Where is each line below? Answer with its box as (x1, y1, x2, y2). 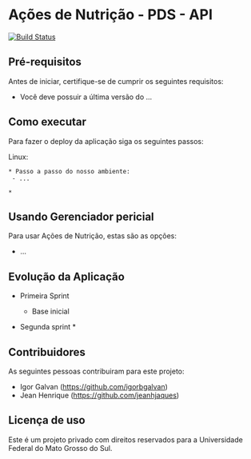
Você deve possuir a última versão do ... (19, 92, 153, 102)
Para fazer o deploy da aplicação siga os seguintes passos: (8, 136, 204, 146)
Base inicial (31, 306, 70, 317)
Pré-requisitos (8, 55, 82, 69)
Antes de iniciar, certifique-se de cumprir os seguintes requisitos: (8, 76, 224, 86)
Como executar (8, 115, 86, 129)
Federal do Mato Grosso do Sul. (8, 443, 113, 453)
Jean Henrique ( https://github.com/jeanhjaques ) (19, 390, 180, 400)
